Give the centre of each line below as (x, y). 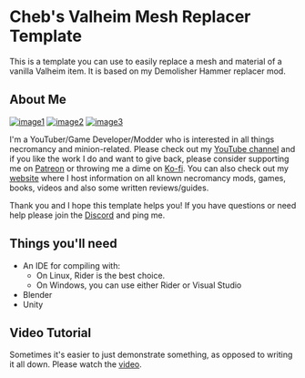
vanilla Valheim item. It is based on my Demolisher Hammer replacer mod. (148, 71)
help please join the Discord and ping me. (87, 215)
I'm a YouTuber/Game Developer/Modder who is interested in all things (142, 139)
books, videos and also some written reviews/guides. (109, 188)
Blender (37, 294)
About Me (38, 100)
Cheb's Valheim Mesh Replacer (130, 17)
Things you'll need (63, 244)
